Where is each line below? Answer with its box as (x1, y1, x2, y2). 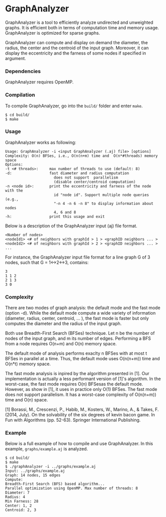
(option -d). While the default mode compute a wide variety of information (5, 310, 156, 316)
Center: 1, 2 (5, 503, 32, 509)
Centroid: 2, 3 (5, 508, 37, 513)
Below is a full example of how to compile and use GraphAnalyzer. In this (5, 441, 153, 447)
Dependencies (5, 67, 41, 74)
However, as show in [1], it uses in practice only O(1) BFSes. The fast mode (5, 387, 158, 392)
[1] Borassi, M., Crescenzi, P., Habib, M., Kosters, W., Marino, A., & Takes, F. (5, 406, 159, 412)
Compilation (5, 91, 36, 98)
